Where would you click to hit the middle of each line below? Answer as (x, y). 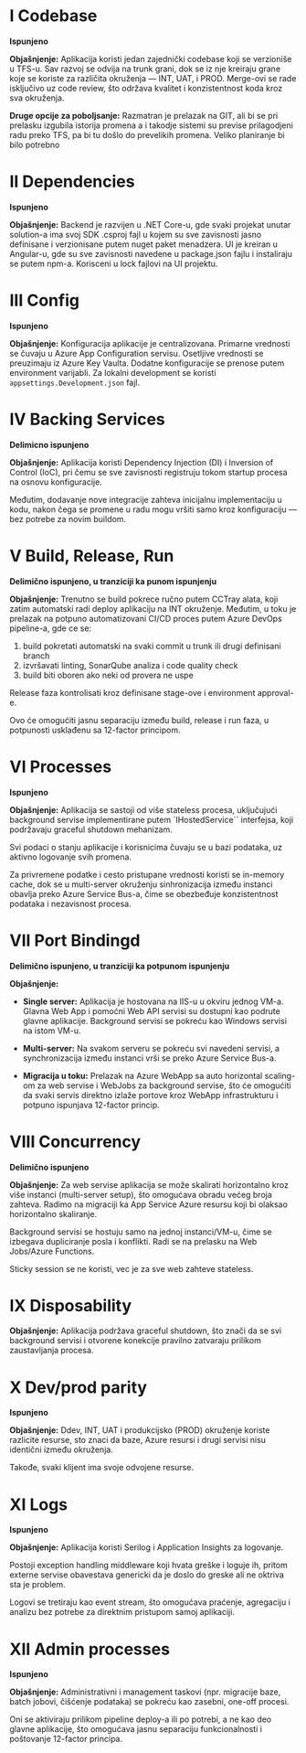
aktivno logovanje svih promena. (71, 857)
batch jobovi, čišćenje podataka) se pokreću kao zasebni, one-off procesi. (149, 1702)
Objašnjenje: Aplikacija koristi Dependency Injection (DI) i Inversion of (142, 462)
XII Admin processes (90, 1649)
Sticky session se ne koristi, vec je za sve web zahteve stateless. (132, 1268)
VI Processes (61, 767)
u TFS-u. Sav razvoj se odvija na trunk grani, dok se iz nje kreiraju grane (145, 69)
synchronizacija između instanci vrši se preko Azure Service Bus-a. (149, 1058)
